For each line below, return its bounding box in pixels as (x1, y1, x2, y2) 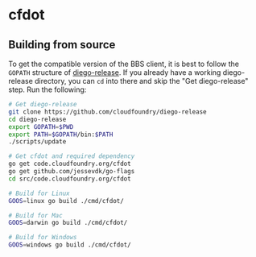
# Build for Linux (8, 189, 70, 197)
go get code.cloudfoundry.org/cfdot (8, 160, 131, 168)
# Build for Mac (8, 211, 63, 219)
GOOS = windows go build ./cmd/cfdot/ (8, 241, 131, 249)
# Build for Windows (8, 234, 78, 242)
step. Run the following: (8, 85, 87, 94)
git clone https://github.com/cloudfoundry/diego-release (8, 107, 207, 116)
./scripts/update (8, 138, 67, 146)
